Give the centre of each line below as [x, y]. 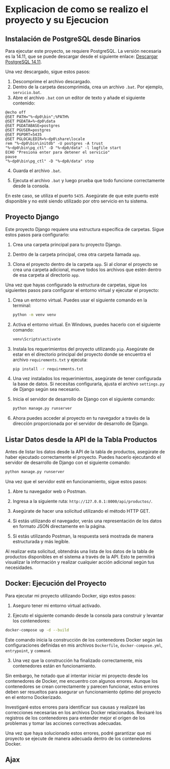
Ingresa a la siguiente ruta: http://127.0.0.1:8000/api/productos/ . [82, 501]
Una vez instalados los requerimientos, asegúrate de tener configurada [87, 379]
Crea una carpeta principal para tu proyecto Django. [67, 244]
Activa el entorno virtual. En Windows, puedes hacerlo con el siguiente [87, 324]
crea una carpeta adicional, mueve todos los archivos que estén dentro [87, 270]
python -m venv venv [34, 315]
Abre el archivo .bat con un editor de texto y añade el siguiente [79, 98]
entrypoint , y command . [28, 650]
